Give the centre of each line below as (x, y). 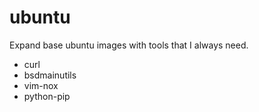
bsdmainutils (50, 75)
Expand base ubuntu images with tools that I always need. (129, 45)
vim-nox (41, 85)
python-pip (47, 96)
